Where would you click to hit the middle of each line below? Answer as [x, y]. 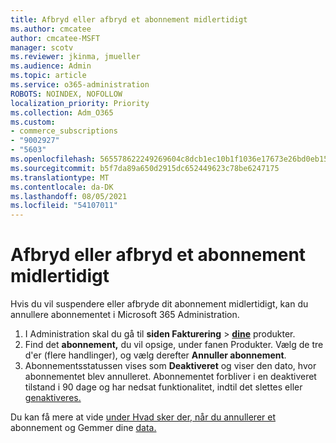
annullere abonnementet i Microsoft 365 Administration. [125, 315]
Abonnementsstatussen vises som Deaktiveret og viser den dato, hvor [170, 366]
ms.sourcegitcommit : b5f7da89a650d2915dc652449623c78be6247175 [145, 168]
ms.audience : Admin [51, 66]
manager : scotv [42, 47]
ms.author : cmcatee [51, 29]
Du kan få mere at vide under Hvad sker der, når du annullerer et [143, 417]
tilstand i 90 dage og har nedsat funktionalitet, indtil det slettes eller [163, 387]
